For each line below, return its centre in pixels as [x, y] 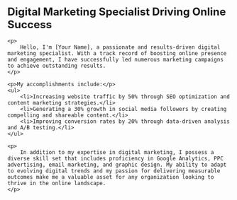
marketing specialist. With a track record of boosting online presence [117, 53]
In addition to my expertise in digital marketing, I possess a [117, 152]
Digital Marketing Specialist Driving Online [117, 11]
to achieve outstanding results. [57, 66]
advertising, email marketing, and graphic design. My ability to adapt [117, 165]
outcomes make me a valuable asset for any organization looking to [111, 177]
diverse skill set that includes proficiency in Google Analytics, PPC [115, 158]
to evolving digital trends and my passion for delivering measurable [114, 171]
